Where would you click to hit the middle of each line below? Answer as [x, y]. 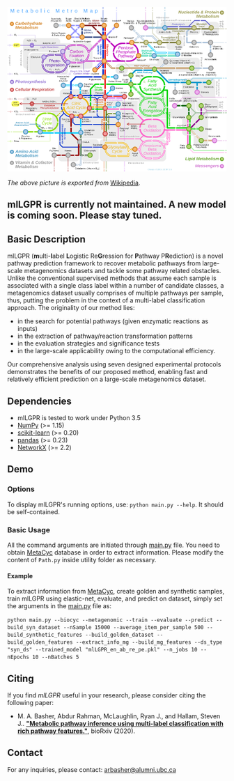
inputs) [28, 329]
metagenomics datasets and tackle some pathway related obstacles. [123, 271]
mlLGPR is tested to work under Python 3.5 [79, 418]
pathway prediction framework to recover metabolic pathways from [104, 263]
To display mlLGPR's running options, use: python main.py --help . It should [116, 504]
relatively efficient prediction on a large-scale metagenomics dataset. [107, 379]
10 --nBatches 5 [56, 657]
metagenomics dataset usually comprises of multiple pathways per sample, [116, 293]
